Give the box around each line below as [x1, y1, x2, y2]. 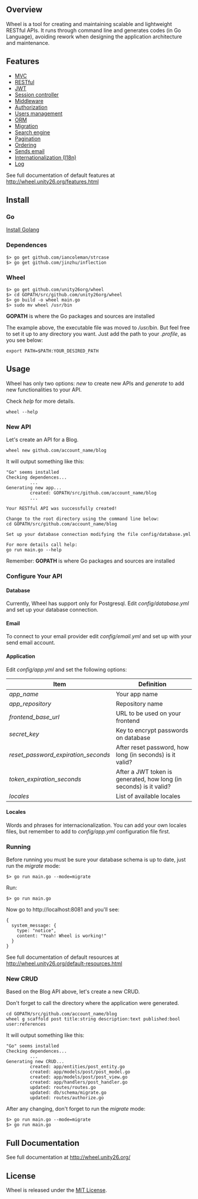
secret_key [9, 730, 39, 738]
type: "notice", [16, 928, 57, 934]
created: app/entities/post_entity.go [29, 1064, 126, 1070]
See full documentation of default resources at [6, 954, 120, 961]
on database [115, 733, 151, 742]
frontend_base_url [9, 713, 60, 721]
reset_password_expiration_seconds [9, 751, 110, 759]
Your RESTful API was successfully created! [6, 506, 117, 512]
